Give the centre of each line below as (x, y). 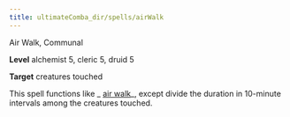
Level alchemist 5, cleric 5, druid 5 (72, 59)
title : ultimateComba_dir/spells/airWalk (87, 17)
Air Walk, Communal (46, 42)
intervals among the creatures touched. (81, 103)
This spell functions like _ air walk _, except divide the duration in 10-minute (145, 93)
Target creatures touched (56, 77)
